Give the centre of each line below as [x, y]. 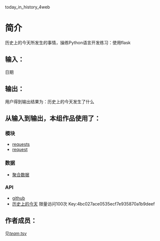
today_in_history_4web [27, 7]
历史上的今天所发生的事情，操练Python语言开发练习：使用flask [68, 42]
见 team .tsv [16, 233]
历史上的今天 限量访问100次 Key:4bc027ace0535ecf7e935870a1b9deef [83, 204]
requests [21, 144]
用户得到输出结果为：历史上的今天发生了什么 [50, 101]
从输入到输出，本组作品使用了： [53, 118]
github [18, 198]
